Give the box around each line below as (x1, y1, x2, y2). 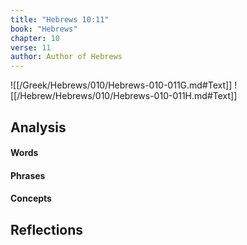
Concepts (10, 192, 52, 205)
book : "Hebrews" (10, 24, 78, 34)
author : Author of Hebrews (10, 52, 123, 62)
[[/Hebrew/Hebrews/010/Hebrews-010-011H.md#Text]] (10, 90, 238, 102)
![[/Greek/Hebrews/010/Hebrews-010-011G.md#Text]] (10, 79, 233, 91)
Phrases (10, 169, 46, 181)
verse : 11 (10, 42, 52, 53)
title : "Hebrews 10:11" (10, 14, 110, 25)
